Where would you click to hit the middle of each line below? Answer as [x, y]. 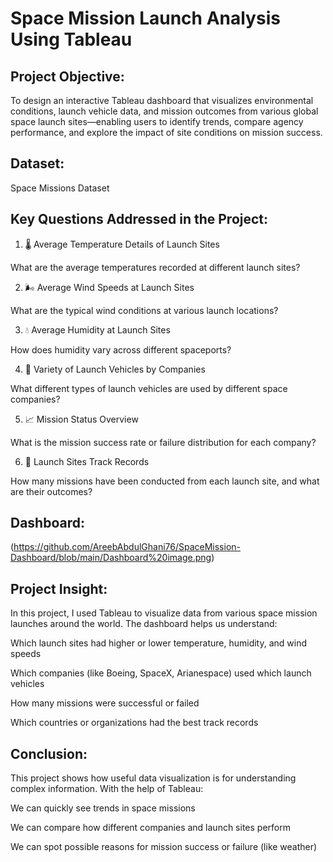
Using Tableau [71, 39]
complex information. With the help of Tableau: [107, 789]
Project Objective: [67, 76]
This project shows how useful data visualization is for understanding [153, 778]
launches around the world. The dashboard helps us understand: [144, 624]
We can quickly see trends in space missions [103, 808]
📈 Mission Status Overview [81, 419]
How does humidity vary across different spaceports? [121, 349]
